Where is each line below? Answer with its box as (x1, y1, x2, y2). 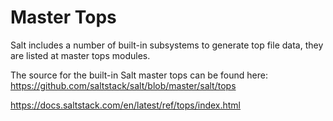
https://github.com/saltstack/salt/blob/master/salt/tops (10, 79, 237, 91)
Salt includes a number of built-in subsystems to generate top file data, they (10, 39, 324, 51)
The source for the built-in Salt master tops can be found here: (10, 69, 268, 81)
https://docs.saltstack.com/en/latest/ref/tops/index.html (10, 99, 242, 111)
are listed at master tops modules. (10, 49, 151, 61)
